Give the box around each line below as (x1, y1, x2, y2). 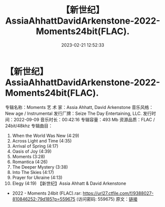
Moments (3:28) (12, 153, 45, 159)
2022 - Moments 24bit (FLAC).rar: (12, 190, 82, 196)
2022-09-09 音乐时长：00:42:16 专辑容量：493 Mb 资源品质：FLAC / (13, 116, 155, 122)
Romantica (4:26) (12, 159, 48, 165)
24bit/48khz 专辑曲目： (5, 123, 53, 129)
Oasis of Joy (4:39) (12, 148, 52, 154)
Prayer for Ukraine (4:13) (12, 174, 63, 180)
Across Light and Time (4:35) (12, 138, 72, 143)
